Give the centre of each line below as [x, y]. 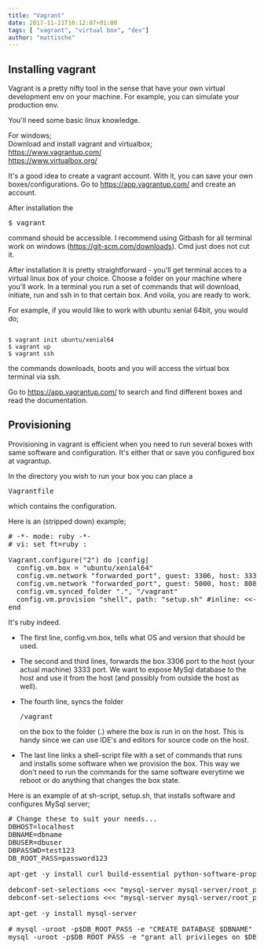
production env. [33, 105]
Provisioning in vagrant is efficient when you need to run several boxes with [130, 444]
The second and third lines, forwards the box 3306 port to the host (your [137, 661]
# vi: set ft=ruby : [48, 544]
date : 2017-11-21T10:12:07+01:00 [63, 23]
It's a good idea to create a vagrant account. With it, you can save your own [131, 176]
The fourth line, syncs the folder [71, 701]
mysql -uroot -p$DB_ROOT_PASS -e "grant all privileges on [125, 937]
